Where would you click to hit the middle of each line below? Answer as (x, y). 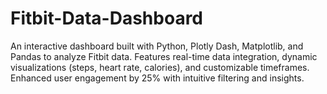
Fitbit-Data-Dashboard (106, 18)
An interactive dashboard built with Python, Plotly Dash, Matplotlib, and (157, 46)
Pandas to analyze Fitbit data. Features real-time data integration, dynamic (164, 56)
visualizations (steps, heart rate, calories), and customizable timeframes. (160, 67)
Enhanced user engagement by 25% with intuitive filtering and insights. (157, 78)
